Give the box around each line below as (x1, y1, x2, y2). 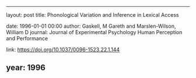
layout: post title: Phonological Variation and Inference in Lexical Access (6, 12, 179, 18)
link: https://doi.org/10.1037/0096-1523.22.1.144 (6, 46, 120, 53)
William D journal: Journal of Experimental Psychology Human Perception (6, 29, 183, 35)
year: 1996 (6, 63, 45, 73)
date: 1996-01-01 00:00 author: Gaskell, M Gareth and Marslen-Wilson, (6, 23, 176, 29)
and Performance (6, 35, 48, 42)
